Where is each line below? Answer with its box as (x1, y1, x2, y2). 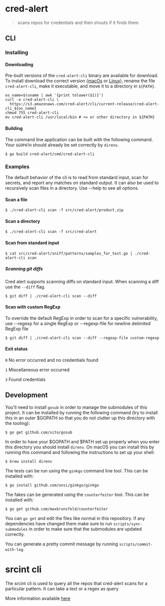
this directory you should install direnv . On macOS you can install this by (5, 444, 155, 450)
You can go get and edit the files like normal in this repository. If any (5, 515, 146, 521)
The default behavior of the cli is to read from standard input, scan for (5, 174, 149, 180)
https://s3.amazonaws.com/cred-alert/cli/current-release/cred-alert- (9, 102, 160, 107)
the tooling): (5, 420, 30, 426)
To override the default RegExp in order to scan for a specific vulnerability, (5, 315, 158, 321)
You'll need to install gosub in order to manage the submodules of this (5, 404, 148, 410)
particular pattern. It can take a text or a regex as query (5, 585, 119, 591)
